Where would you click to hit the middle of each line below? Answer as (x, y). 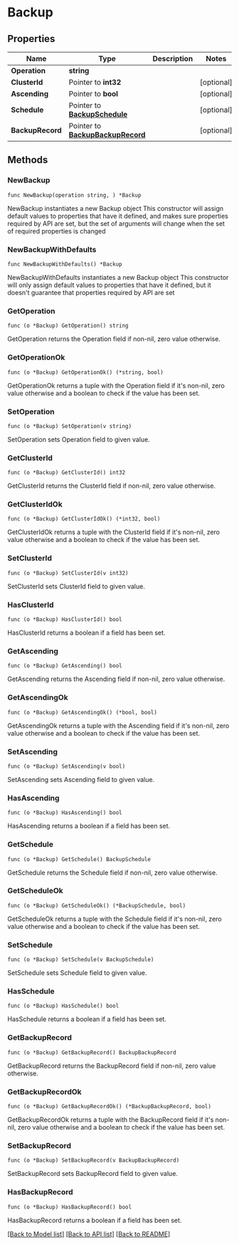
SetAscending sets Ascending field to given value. (81, 779)
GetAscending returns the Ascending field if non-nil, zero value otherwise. (116, 679)
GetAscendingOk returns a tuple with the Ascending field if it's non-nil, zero (118, 725)
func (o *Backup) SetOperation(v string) (70, 426)
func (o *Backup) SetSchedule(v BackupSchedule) (81, 960)
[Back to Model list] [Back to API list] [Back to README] (89, 1234)
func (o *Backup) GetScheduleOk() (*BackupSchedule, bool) (97, 905)
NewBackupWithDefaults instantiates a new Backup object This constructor (118, 277)
